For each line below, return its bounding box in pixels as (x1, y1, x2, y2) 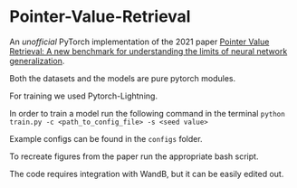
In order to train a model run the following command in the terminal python (9, 108, 285, 118)
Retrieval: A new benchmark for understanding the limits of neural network (9, 45, 288, 56)
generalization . (9, 55, 65, 66)
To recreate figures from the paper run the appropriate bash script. (9, 151, 259, 162)
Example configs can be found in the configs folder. (9, 133, 203, 144)
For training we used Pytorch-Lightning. (9, 90, 158, 101)
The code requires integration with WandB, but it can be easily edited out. (9, 168, 284, 179)
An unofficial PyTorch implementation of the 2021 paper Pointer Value (9, 36, 270, 47)
